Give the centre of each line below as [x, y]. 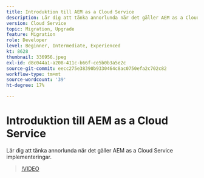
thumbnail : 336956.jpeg [36, 57]
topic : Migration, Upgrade [40, 29]
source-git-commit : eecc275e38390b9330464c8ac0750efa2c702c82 [87, 68]
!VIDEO [30, 168]
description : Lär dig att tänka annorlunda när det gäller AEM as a [95, 18]
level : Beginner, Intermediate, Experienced [63, 46]
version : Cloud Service [36, 23]
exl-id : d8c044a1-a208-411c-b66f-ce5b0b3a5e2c [66, 63]
